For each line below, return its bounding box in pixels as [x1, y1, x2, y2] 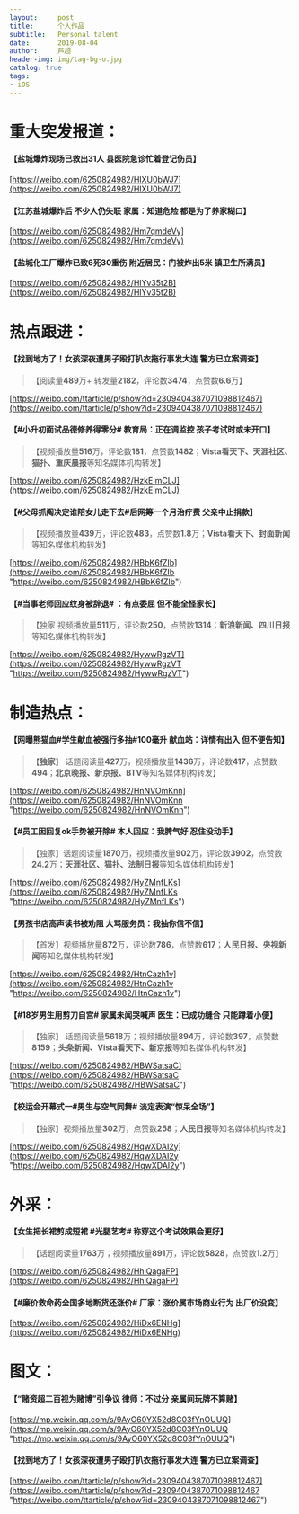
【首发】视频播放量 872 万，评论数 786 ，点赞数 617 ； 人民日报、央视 [31, 940, 279, 950]
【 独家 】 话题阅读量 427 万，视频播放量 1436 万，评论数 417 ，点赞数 [31, 756, 277, 767]
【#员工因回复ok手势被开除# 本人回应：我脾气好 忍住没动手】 [9, 826, 238, 837]
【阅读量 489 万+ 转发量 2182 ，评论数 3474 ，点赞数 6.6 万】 [31, 375, 247, 386]
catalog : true [9, 64, 63, 73]
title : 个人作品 [9, 22, 85, 31]
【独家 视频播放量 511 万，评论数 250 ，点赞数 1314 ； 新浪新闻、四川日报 [31, 619, 291, 630]
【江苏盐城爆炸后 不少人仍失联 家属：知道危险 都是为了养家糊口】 [9, 205, 251, 216]
